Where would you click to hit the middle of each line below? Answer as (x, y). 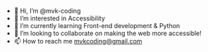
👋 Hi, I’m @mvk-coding (47, 11)
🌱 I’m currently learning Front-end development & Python (97, 26)
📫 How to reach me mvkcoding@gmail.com (78, 41)
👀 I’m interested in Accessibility (60, 18)
